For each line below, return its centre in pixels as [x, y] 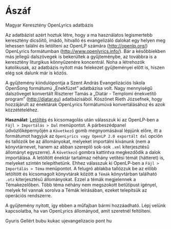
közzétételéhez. [22, 110]
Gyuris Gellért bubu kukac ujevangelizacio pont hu [59, 221]
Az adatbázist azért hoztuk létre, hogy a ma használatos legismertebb [79, 35]
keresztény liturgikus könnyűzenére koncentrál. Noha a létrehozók [75, 62]
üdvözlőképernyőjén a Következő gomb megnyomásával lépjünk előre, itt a [84, 131]
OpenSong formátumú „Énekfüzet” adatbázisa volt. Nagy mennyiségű [79, 88]
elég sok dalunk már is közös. [37, 73]
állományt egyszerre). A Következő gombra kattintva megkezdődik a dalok [83, 152]
